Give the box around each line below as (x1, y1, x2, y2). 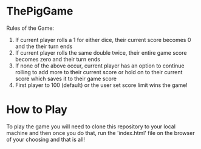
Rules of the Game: (6, 24, 55, 32)
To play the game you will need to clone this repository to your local (6, 123, 176, 130)
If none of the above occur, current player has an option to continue (15, 62, 185, 69)
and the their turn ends (15, 43, 73, 50)
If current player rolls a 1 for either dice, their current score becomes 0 (15, 36, 191, 43)
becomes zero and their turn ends (15, 55, 100, 63)
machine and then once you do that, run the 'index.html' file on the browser (6, 129, 196, 136)
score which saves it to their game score (15, 75, 117, 82)
